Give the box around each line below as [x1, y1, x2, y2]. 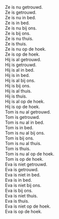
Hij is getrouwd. [5, 62, 37, 68]
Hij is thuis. [5, 93, 27, 99]
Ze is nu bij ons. [5, 25, 37, 31]
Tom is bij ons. [5, 135, 34, 141]
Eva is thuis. [5, 198, 29, 204]
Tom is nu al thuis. [5, 141, 41, 146]
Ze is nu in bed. [5, 15, 37, 20]
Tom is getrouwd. [5, 114, 40, 120]
